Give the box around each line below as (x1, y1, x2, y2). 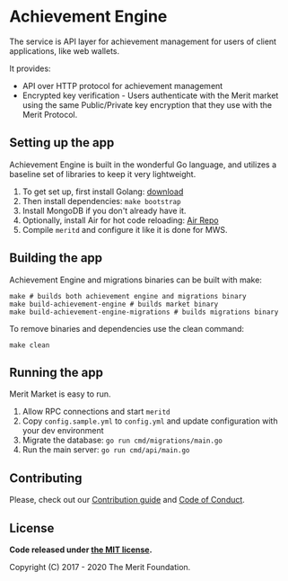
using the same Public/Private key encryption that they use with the (22, 99, 273, 110)
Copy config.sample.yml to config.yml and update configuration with (22, 416, 278, 426)
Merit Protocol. (22, 109, 78, 120)
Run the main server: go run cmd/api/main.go (22, 444, 190, 455)
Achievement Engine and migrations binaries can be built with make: (9, 274, 263, 285)
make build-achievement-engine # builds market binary (9, 299, 219, 308)
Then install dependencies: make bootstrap (22, 195, 181, 206)
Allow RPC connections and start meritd (22, 407, 170, 417)
